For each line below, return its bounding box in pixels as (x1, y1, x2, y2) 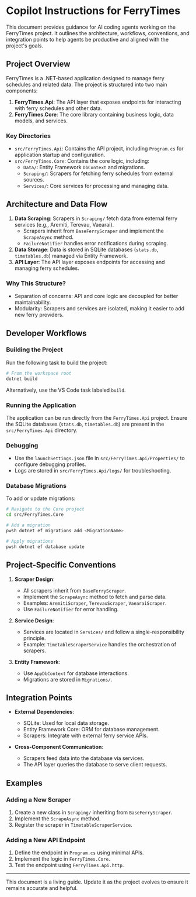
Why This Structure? (6, 279, 66, 287)
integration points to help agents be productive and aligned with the (6, 36, 169, 43)
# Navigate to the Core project (6, 506, 85, 512)
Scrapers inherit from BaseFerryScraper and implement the (23, 227, 164, 234)
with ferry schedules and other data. (14, 104, 102, 112)
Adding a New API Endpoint (6, 836, 86, 844)
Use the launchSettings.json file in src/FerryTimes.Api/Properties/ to (14, 455, 185, 462)
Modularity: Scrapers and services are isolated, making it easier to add (14, 305, 185, 312)
